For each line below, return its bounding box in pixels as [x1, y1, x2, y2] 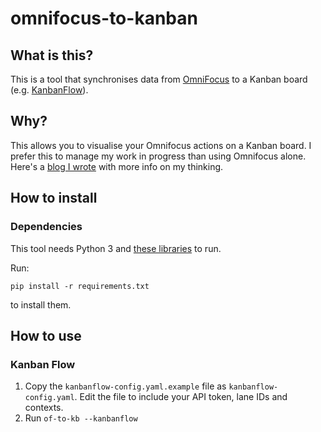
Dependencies [10, 220, 83, 234]
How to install [10, 190, 98, 207]
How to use [10, 327, 82, 344]
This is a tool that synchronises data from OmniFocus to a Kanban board [10, 73, 308, 85]
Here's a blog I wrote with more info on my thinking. [10, 160, 224, 172]
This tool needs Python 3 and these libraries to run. [10, 242, 222, 254]
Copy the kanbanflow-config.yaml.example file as [24, 380, 227, 392]
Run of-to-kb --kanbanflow [24, 412, 138, 424]
